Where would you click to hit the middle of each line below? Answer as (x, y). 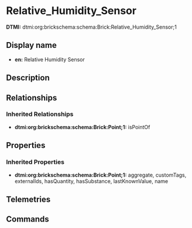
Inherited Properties (35, 162)
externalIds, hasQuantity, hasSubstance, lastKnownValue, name (91, 181)
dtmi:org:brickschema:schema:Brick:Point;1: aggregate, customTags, (100, 175)
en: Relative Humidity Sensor (49, 59)
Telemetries (28, 199)
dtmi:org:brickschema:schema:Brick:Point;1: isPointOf (82, 127)
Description (28, 78)
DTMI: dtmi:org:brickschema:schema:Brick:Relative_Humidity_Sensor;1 (91, 27)
